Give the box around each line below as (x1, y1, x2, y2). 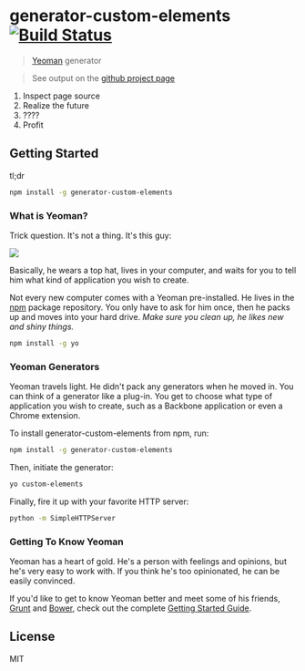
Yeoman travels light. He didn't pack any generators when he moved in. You (9, 381, 294, 392)
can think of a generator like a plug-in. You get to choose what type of (9, 391, 273, 402)
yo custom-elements (9, 480, 84, 489)
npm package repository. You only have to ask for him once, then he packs (9, 302, 290, 313)
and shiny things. (9, 321, 75, 332)
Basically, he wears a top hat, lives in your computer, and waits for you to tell (9, 264, 297, 275)
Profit (22, 119, 44, 130)
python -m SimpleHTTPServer (9, 513, 117, 522)
